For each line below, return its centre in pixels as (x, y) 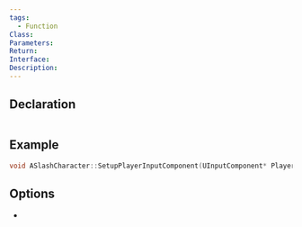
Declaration (43, 104)
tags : (19, 18)
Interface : (30, 59)
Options (32, 193)
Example (34, 145)
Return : (24, 51)
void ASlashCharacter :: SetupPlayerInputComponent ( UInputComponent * (138, 166)
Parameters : (31, 43)
